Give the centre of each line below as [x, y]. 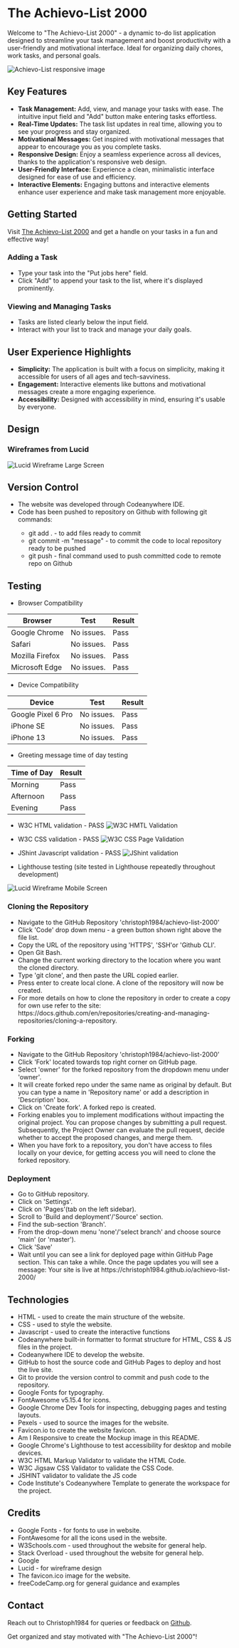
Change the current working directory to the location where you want [119, 960]
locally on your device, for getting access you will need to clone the [117, 1152]
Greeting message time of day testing [73, 755]
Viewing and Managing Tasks [59, 306]
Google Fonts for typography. [61, 1392]
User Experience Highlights [69, 352]
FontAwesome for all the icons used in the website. [92, 1538]
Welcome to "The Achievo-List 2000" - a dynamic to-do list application [112, 33]
